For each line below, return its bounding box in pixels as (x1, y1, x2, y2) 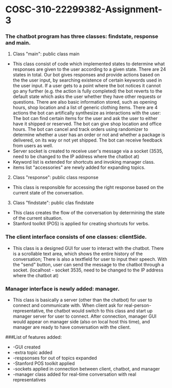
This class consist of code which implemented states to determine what (12, 61, 165, 67)
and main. (5, 40, 31, 47)
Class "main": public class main (12, 51, 80, 57)
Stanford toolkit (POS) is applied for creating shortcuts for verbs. (12, 221, 150, 227)
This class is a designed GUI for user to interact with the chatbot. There (12, 245, 164, 251)
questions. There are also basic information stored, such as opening (12, 99, 157, 105)
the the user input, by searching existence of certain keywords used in (12, 77, 162, 83)
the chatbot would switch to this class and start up (46, 308, 153, 314)
